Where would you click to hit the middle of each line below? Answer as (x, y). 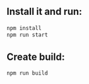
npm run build (28, 73)
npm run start (28, 35)
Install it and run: (44, 12)
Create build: (36, 57)
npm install (24, 28)
